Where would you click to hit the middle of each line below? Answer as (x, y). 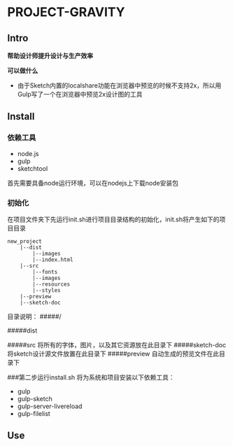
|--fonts (45, 272)
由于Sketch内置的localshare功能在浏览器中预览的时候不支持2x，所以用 (119, 85)
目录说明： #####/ (34, 316)
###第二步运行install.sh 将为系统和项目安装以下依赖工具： (91, 377)
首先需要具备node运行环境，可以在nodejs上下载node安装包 (93, 183)
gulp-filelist (34, 413)
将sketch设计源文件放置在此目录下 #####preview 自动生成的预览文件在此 (113, 354)
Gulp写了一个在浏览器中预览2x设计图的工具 (80, 94)
